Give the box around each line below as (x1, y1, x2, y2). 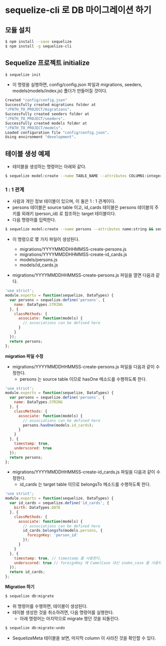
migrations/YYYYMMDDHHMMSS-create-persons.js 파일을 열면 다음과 (12, 272, 155, 278)
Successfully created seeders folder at (5, 112, 90, 117)
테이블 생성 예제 (5, 149, 50, 158)
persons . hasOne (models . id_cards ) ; (23, 423, 94, 428)
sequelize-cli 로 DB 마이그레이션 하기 (5, 4, 152, 16)
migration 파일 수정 (5, 353, 43, 359)
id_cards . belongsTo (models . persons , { (23, 528, 103, 533)
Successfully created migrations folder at (5, 102, 96, 107)
